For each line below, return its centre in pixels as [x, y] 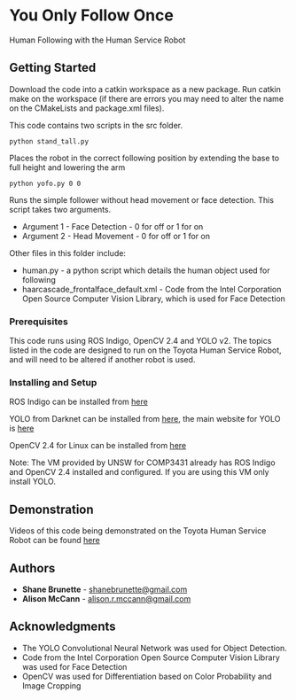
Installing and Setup [53, 382]
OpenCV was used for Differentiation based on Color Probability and [147, 676]
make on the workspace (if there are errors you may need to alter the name [147, 98]
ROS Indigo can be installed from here [78, 402]
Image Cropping [51, 685]
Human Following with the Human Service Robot [97, 40]
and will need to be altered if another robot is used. [102, 360]
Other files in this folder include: [68, 253]
